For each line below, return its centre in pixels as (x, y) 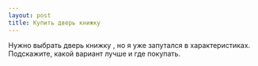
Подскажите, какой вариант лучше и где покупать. (94, 53)
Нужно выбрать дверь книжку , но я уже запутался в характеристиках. (129, 45)
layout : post (30, 15)
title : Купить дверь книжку (55, 23)
